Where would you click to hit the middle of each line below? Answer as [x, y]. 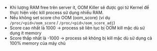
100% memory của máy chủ [38, 43]
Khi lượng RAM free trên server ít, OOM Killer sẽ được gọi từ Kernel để [79, 7]
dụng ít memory [25, 33]
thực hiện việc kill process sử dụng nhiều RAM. [56, 13]
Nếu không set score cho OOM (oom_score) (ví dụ [60, 18]
